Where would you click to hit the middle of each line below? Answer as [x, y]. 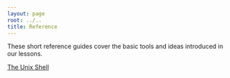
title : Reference [32, 26]
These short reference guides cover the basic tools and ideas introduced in [115, 47]
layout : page [26, 14]
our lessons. [25, 54]
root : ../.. [24, 20]
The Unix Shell [28, 68]
